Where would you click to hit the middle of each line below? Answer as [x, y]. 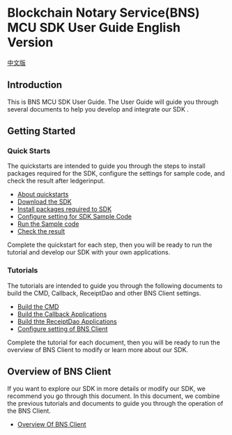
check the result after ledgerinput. [56, 181]
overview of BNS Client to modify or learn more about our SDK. [98, 349]
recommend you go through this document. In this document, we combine [114, 396]
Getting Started [41, 131]
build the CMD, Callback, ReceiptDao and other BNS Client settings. [104, 293]
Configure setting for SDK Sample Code [75, 217]
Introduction [35, 85]
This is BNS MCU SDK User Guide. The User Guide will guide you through [113, 102]
